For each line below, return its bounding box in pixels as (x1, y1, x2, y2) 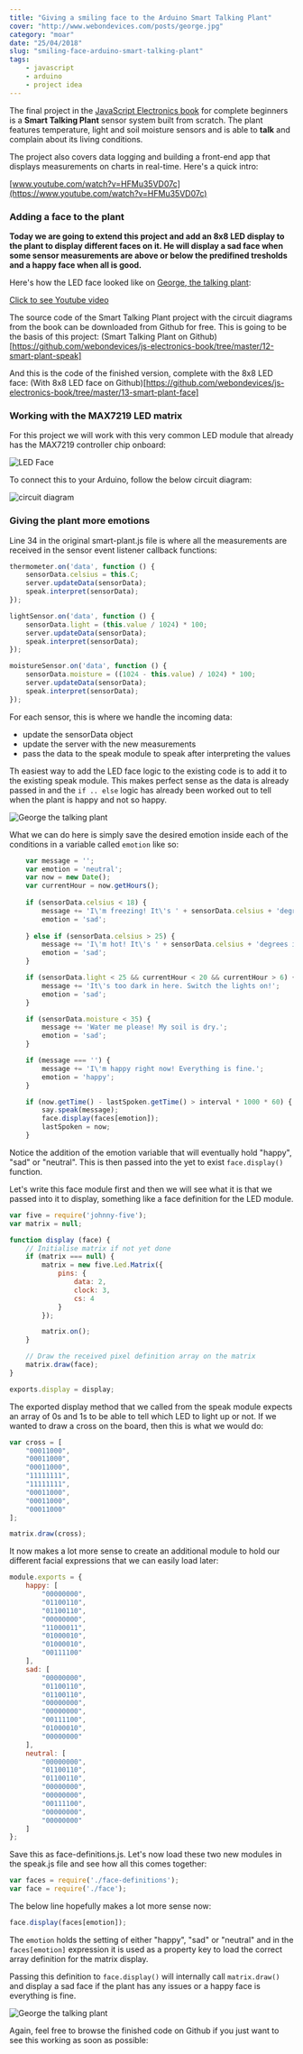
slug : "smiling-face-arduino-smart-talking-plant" (9, 47, 204, 56)
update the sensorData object (22, 729, 133, 739)
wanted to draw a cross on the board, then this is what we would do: (9, 1420, 264, 1431)
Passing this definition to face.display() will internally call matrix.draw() (9, 1971, 280, 1982)
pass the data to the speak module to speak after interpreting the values (22, 747, 291, 758)
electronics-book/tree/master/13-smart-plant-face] (9, 387, 199, 398)
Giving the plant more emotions (9, 515, 151, 527)
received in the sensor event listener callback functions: (9, 545, 217, 555)
